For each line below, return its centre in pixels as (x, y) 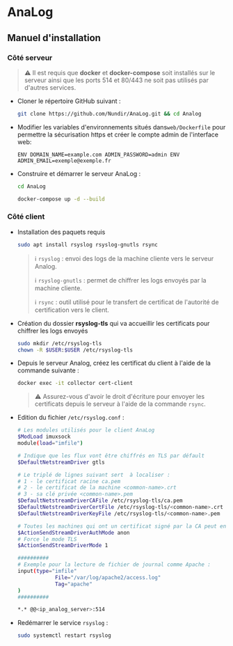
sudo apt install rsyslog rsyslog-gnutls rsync (87, 244)
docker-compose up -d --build (61, 199)
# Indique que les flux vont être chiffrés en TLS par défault (111, 456)
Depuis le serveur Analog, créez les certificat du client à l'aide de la (114, 363)
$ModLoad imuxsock (44, 437)
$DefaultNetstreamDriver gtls (61, 462)
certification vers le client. (72, 310)
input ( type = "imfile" (47, 572)
